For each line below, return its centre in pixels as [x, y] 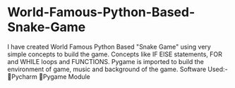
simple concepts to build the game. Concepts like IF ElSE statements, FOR [115, 54]
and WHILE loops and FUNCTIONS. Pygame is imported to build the [106, 61]
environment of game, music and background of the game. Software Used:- [117, 69]
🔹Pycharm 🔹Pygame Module [49, 76]
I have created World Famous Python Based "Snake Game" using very [109, 46]
